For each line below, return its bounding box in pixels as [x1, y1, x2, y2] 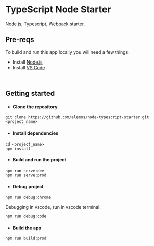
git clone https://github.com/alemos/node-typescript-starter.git [5, 115, 149, 120]
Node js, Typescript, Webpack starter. [5, 20, 85, 27]
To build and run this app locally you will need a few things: [5, 49, 130, 55]
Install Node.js [12, 59, 43, 65]
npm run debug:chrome [5, 195, 52, 200]
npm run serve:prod [5, 173, 47, 178]
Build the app [12, 224, 42, 231]
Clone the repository [12, 104, 58, 110]
